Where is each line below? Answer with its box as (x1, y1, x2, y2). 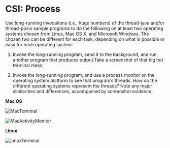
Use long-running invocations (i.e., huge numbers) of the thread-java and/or (5, 20, 165, 26)
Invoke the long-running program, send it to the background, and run (12, 51, 157, 57)
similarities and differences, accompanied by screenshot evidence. (12, 88, 153, 94)
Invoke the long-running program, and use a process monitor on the (12, 72, 155, 78)
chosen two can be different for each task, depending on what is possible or (5, 36, 165, 42)
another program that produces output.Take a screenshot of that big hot (12, 56, 163, 63)
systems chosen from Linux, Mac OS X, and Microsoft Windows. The (5, 31, 149, 37)
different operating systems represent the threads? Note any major (12, 82, 152, 89)
